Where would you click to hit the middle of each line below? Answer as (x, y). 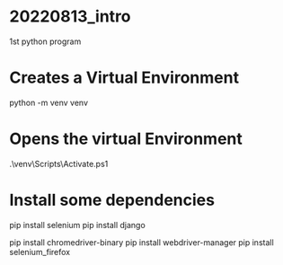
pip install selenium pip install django (77, 225)
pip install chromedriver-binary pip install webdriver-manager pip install (141, 242)
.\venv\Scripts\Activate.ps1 (59, 163)
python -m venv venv (49, 102)
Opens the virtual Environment (126, 139)
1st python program (45, 41)
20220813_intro (70, 17)
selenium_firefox (40, 252)
